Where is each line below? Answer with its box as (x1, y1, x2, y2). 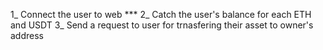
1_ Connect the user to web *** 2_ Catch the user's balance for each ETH (10, 9, 312, 20)
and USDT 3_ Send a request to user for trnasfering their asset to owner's (10, 19, 314, 31)
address (10, 30, 44, 41)
